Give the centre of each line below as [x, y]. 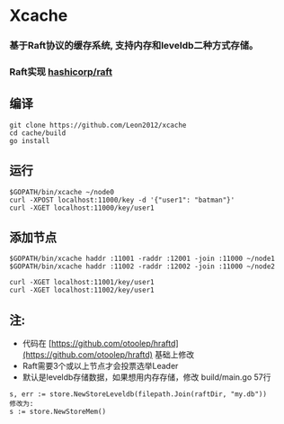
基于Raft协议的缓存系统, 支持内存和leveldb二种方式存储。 [134, 46]
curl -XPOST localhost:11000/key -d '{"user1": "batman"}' [122, 200]
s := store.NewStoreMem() [58, 412]
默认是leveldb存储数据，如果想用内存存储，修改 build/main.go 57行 [146, 377]
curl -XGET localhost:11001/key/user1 [82, 283]
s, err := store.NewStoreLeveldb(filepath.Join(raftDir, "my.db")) [138, 394]
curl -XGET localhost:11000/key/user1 [82, 208]
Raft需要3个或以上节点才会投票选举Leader [100, 366]
